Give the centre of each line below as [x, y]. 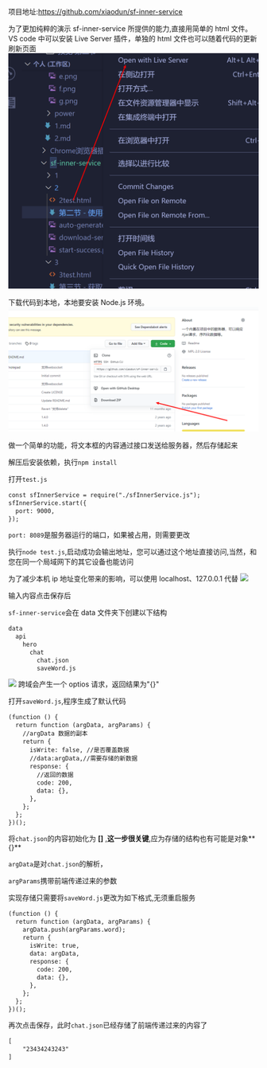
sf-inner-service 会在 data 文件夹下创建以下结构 [88, 612]
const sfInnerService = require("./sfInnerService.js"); [104, 495]
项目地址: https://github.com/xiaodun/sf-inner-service [95, 12]
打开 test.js [28, 479]
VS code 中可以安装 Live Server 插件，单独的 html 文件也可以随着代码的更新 [133, 39]
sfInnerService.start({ [48, 503]
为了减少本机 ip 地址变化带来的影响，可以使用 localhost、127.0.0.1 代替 [123, 578]
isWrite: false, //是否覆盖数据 [79, 750]
